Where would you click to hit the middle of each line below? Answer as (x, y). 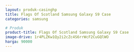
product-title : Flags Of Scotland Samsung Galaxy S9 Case (67, 33)
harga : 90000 (19, 42)
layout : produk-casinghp (31, 10)
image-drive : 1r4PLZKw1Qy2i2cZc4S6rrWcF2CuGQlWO (57, 37)
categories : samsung (27, 19)
